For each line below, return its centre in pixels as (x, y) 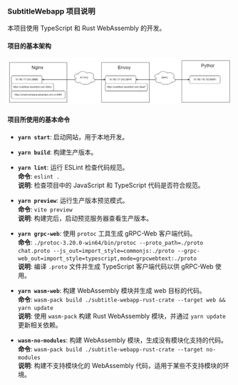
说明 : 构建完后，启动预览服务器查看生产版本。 (85, 218)
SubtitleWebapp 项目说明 (51, 11)
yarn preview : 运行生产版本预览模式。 (73, 200)
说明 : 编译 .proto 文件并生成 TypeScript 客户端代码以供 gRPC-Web (115, 266)
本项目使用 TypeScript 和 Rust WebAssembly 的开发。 (87, 28)
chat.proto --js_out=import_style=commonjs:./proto (96, 251)
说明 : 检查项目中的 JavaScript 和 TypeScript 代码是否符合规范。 (111, 185)
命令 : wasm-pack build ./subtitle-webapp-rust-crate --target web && (121, 299)
